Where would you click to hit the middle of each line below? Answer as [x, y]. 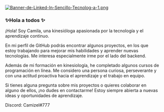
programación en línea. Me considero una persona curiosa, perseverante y [81, 70]
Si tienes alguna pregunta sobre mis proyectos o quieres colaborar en [76, 85]
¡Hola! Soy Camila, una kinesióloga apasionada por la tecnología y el [74, 31]
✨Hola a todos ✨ [25, 20]
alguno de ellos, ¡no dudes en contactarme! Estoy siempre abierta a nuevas [82, 90]
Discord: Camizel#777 [28, 105]
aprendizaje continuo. [27, 36]
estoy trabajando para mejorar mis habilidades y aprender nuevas [72, 51]
